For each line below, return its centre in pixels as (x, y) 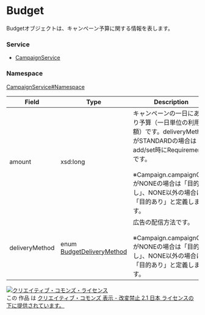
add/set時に (150, 150)
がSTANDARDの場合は (165, 141)
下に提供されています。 (36, 305)
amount (20, 161)
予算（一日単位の (164, 122)
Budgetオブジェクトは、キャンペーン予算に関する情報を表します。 (90, 28)
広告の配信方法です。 (164, 222)
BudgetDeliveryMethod (94, 252)
